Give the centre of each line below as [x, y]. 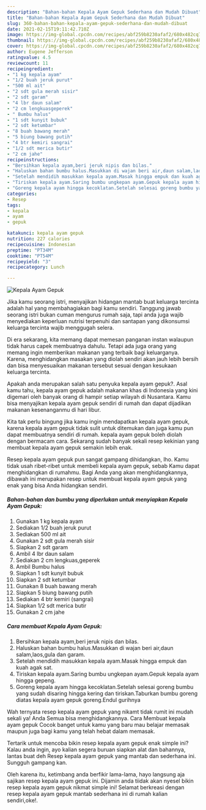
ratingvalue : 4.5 [29, 57]
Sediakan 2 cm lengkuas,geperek [58, 560]
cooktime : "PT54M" [30, 256]
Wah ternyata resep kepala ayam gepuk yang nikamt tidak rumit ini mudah [100, 712]
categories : [22, 194]
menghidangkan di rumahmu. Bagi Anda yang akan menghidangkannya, [97, 473]
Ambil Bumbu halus [40, 567]
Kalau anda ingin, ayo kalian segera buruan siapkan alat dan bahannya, [96, 750]
